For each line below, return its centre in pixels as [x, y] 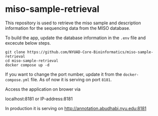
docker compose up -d [27, 65]
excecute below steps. [28, 43]
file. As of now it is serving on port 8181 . [71, 79]
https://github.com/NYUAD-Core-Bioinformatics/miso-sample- [90, 52]
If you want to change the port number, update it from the [64, 74]
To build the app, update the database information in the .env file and [76, 38]
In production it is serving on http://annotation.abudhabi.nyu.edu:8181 [76, 108]
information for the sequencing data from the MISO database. [68, 28]
